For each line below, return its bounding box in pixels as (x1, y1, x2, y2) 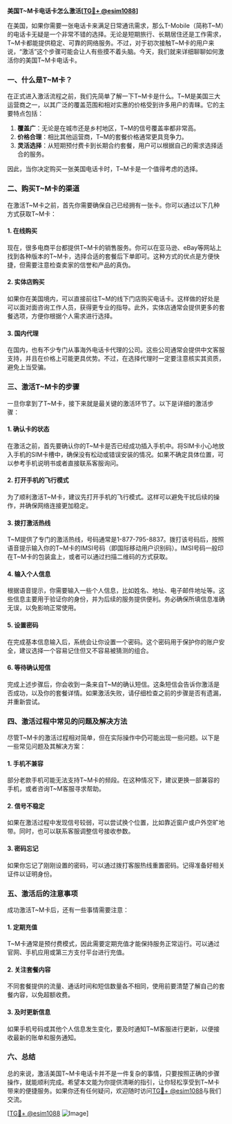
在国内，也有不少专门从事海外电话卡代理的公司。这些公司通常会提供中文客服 (7, 346, 225, 354)
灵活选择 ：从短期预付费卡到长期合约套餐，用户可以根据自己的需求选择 (17, 141, 217, 150)
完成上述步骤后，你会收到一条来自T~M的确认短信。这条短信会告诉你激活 (7, 680, 214, 688)
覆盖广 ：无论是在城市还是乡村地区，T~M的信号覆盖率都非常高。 (17, 124, 200, 132)
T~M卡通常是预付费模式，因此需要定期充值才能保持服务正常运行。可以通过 (7, 940, 220, 948)
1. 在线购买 (7, 226, 38, 235)
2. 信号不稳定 (7, 801, 45, 810)
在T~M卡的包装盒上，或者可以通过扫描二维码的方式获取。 (7, 553, 171, 561)
